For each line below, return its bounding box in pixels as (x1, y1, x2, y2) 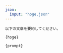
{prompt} (5, 43, 23, 48)
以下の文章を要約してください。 (5, 26, 61, 31)
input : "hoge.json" (9, 12, 50, 17)
